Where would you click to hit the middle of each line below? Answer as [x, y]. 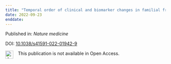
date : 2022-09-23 [24, 15]
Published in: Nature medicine [37, 34]
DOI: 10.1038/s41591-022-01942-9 [41, 44]
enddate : [15, 19]
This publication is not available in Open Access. [68, 53]
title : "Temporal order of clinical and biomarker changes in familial [83, 10]
